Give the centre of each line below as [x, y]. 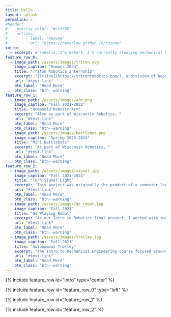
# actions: [20, 34]
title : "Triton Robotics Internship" [54, 72]
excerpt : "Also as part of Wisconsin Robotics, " [68, 114]
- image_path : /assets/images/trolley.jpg [55, 237]
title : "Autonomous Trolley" [45, 247]
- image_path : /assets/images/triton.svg [54, 62]
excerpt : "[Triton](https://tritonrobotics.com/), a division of [85, 76]
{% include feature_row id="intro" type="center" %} [60, 280]
